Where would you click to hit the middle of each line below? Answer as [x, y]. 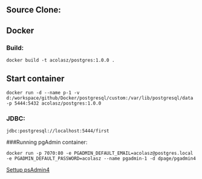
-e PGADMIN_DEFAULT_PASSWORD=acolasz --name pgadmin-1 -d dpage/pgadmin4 [101, 159]
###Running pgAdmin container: [47, 142]
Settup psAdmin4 [28, 170]
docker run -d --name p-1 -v [43, 93]
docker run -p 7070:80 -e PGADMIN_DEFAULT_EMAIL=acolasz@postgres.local [100, 154]
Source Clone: [34, 10]
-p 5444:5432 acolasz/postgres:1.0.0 [54, 103]
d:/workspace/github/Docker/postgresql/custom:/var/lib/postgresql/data [100, 98]
